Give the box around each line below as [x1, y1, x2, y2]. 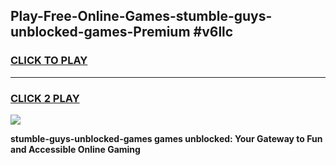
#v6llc [193, 24, 234, 41]
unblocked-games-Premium [10, 24, 191, 41]
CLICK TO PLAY [10, 54, 88, 68]
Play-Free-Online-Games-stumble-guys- [10, 8, 273, 25]
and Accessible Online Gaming [10, 143, 141, 155]
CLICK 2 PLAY [10, 91, 80, 105]
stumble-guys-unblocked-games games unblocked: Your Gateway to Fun [10, 132, 323, 144]
